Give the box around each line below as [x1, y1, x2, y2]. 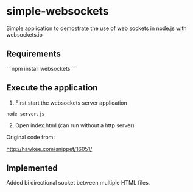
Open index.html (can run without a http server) [15, 121, 135, 129]
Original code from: [6, 133, 55, 141]
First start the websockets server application [15, 99, 127, 106]
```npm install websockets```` [6, 65, 78, 72]
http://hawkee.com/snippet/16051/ [6, 145, 93, 152]
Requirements [6, 49, 61, 59]
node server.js [6, 111, 45, 117]
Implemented [6, 163, 58, 173]
